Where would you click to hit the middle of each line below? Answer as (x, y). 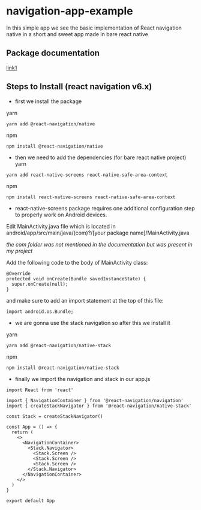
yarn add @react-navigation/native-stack (59, 345)
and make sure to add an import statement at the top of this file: (85, 300)
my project (19, 251)
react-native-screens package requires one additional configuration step (105, 208)
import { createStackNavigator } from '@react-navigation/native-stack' (99, 406)
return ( (22, 432)
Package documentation (53, 53)
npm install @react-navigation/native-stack (63, 368)
